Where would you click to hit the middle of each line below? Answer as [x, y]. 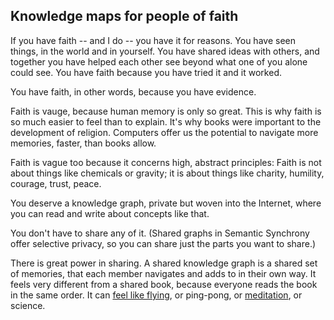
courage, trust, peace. [56, 183]
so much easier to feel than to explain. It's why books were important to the [166, 121]
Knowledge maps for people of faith [124, 16]
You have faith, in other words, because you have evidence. [133, 91]
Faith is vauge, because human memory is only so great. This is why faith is [166, 111]
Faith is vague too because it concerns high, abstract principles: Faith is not [166, 162]
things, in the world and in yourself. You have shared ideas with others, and [165, 51]
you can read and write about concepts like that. [110, 213]
